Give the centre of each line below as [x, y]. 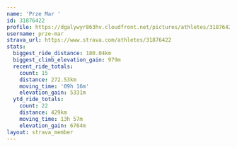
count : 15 [34, 73]
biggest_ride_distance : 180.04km [62, 54]
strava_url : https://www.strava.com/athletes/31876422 [89, 40]
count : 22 [34, 106]
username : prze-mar [35, 34]
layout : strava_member [40, 132]
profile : [19, 27]
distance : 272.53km [48, 80]
